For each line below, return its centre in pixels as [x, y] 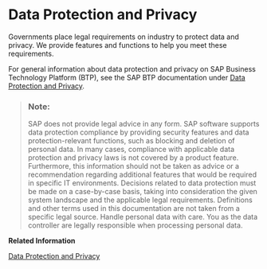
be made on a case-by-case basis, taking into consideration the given [142, 192]
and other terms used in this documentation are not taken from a [134, 209]
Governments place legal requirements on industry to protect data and [124, 37]
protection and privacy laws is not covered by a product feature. [133, 158]
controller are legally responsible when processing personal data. [135, 225]
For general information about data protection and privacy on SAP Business [132, 68]
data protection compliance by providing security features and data [138, 132]
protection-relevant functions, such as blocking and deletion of [131, 141]
